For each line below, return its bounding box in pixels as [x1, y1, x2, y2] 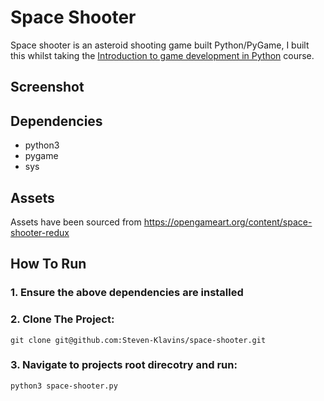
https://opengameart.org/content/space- [143, 216, 313, 228]
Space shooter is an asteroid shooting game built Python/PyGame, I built [10, 39, 310, 51]
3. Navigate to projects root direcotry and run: [10, 358, 238, 372]
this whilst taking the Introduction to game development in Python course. [10, 49, 315, 61]
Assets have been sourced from [10, 216, 142, 228]
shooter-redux [10, 226, 70, 238]
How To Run [10, 256, 87, 273]
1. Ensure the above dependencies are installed [10, 286, 244, 300]
